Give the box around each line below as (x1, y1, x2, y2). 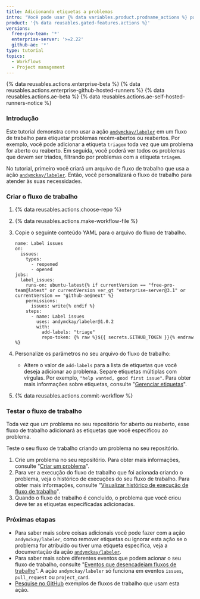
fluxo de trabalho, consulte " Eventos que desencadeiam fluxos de (14, 561, 177, 568)
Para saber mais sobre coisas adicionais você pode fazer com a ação (14, 529, 186, 536)
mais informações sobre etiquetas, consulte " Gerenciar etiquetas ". (23, 380, 187, 387)
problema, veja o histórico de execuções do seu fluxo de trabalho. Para (14, 475, 190, 483)
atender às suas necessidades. (6, 177, 83, 185)
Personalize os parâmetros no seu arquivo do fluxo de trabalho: (14, 350, 171, 357)
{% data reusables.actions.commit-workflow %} (14, 392, 133, 399)
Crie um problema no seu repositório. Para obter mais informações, (14, 457, 180, 464)
